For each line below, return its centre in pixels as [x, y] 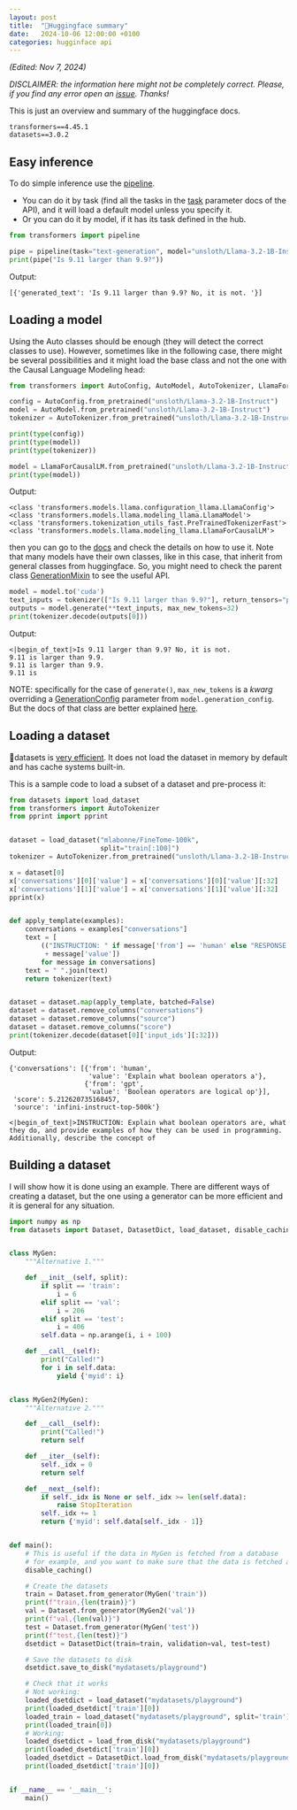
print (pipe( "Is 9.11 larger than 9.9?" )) [87, 259]
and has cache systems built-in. [67, 766]
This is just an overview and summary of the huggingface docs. [125, 111]
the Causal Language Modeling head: [77, 369]
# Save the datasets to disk [79, 1660]
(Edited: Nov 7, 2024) [48, 67]
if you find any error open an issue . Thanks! [89, 94]
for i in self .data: [79, 1367]
